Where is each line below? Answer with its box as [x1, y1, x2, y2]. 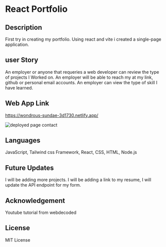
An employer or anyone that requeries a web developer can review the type [5, 69, 160, 75]
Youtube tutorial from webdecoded [5, 209, 77, 216]
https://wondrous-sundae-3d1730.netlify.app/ [5, 112, 99, 118]
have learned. [5, 85, 33, 91]
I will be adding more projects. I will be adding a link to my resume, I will [5, 177, 152, 183]
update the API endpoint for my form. [5, 182, 81, 188]
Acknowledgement [5, 197, 65, 205]
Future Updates [5, 163, 54, 172]
